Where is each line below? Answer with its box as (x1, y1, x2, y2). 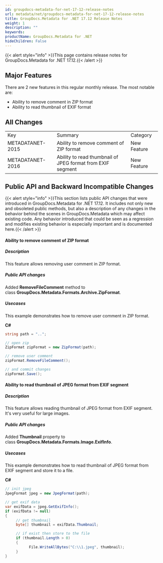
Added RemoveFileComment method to (5, 284, 86, 290)
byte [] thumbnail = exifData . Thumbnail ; (16, 522, 98, 528)
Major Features (5, 71, 52, 80)
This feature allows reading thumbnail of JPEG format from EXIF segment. (5, 405, 153, 411)
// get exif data (5, 500, 40, 505)
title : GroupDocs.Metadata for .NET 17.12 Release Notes (5, 16, 123, 21)
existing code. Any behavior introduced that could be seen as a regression (5, 216, 154, 222)
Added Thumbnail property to (5, 434, 65, 440)
